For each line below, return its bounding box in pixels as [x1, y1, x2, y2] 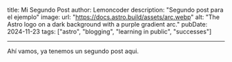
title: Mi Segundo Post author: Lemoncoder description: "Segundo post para [7, 6, 224, 14]
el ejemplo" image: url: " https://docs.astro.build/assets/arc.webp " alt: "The [7, 13, 220, 21]
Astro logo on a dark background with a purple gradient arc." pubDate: [7, 20, 208, 28]
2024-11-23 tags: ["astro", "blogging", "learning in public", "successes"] [7, 27, 212, 35]
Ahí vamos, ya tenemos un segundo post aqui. [7, 47, 139, 55]
